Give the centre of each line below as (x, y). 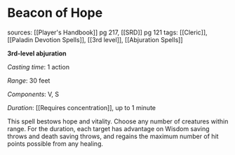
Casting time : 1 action (39, 67)
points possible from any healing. (55, 143)
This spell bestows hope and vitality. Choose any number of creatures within (118, 121)
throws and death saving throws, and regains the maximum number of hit (113, 136)
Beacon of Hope (55, 13)
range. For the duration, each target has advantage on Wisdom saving (108, 128)
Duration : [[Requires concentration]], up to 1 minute (82, 107)
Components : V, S (33, 94)
